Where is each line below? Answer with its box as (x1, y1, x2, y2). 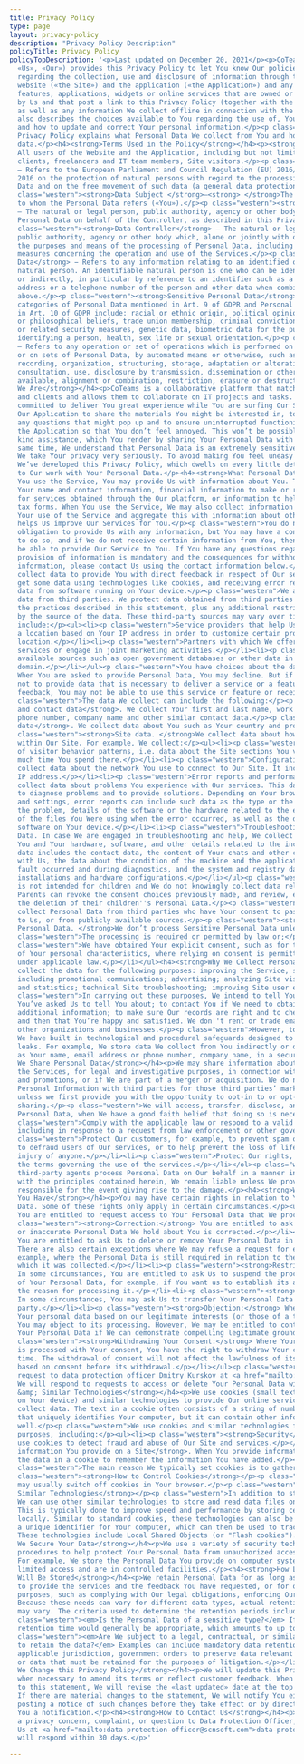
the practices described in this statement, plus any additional (17, 604, 270, 613)
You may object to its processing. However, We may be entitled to (17, 1321, 278, 1330)
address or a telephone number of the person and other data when (17, 283, 273, 292)
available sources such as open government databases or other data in (17, 654, 294, 663)
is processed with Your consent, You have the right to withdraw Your (17, 1346, 290, 1355)
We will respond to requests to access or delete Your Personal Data (17, 1379, 285, 1389)
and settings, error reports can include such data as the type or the (17, 797, 294, 807)
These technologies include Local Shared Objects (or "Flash (17, 1531, 253, 1540)
